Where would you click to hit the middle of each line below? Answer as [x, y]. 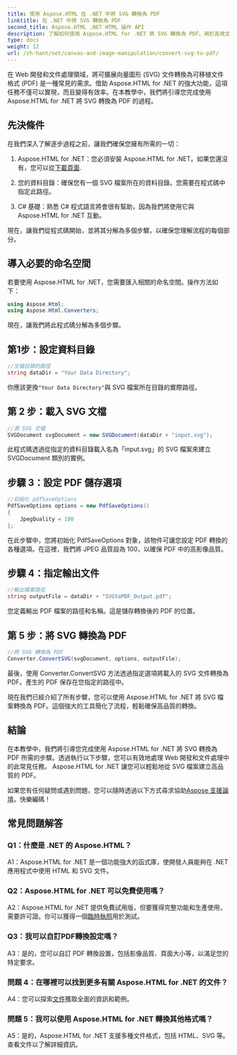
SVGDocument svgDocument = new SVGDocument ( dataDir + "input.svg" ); [110, 435]
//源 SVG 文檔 [26, 429]
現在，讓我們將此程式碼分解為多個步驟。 [66, 325]
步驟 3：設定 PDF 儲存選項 [65, 483]
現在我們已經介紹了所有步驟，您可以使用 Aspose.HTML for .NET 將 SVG [112, 696]
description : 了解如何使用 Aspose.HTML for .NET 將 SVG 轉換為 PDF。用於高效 [116, 34]
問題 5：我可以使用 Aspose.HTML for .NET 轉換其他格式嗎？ [110, 1019]
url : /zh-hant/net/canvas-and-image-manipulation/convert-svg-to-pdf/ [113, 54]
